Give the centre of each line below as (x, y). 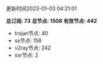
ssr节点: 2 (26, 55)
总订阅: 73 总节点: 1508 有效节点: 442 (51, 21)
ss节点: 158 (28, 40)
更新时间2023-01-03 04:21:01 (42, 8)
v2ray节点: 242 (33, 48)
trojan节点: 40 (31, 33)
